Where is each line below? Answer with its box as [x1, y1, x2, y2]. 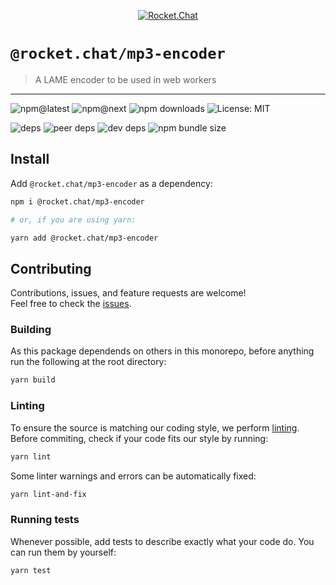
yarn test [10, 565, 52, 575]
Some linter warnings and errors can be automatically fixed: [10, 470, 257, 482]
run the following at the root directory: [10, 356, 167, 368]
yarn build [10, 375, 56, 385]
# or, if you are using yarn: [10, 215, 137, 225]
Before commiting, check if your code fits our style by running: [10, 432, 269, 444]
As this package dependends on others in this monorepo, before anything [10, 345, 315, 357]
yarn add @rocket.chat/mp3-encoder [10, 233, 159, 243]
